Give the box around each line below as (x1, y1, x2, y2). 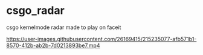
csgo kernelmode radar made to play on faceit (6, 24, 121, 31)
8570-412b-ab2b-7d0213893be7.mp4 (6, 42, 100, 49)
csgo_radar (6, 4, 65, 18)
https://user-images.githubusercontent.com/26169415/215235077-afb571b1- (6, 35, 197, 42)
